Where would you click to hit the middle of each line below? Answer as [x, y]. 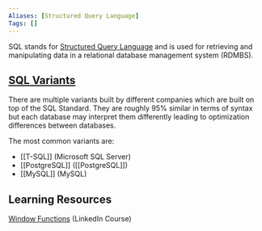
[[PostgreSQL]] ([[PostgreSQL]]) [74, 166]
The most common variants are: [61, 141]
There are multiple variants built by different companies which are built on [131, 100]
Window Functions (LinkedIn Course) [70, 219]
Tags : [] [23, 23]
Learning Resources [60, 199]
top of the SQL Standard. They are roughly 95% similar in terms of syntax [131, 108]
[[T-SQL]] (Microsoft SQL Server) [76, 157]
